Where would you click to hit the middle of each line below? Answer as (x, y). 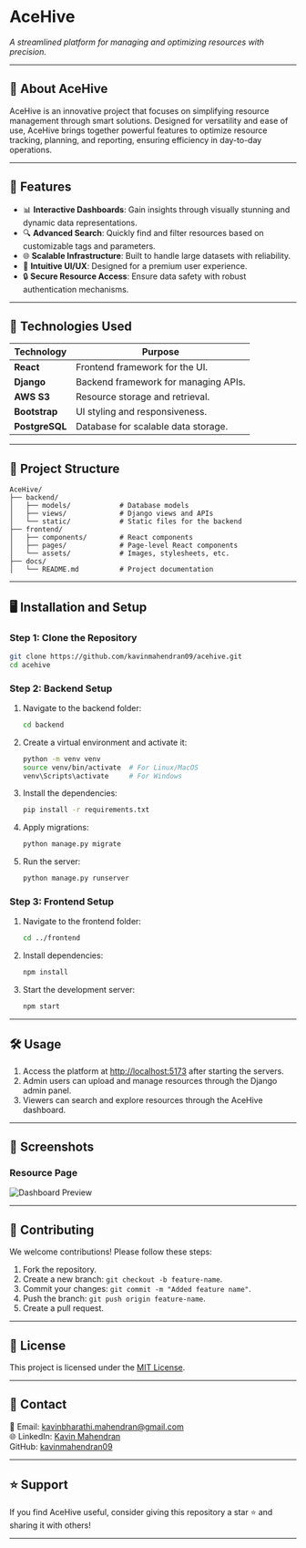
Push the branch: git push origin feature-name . (114, 1299)
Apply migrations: (56, 828)
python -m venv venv (61, 759)
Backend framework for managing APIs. (161, 382)
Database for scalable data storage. (152, 427)
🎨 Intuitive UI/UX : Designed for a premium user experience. (135, 265)
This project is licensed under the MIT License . (97, 1367)
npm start (41, 1006)
